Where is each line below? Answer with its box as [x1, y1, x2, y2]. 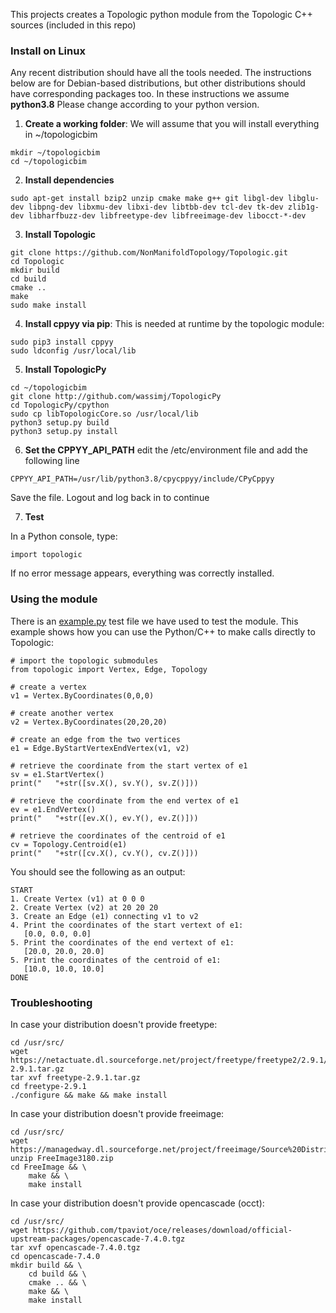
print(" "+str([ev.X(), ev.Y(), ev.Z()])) [10, 813, 199, 823]
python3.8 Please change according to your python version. [10, 99, 260, 111]
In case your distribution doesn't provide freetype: [10, 1018, 218, 1030]
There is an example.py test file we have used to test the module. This [10, 615, 299, 627]
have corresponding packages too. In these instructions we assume [10, 88, 290, 100]
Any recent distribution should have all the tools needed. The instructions [10, 67, 312, 79]
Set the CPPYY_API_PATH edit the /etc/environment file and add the [24, 444, 308, 456]
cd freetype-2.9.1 [10, 1081, 87, 1091]
